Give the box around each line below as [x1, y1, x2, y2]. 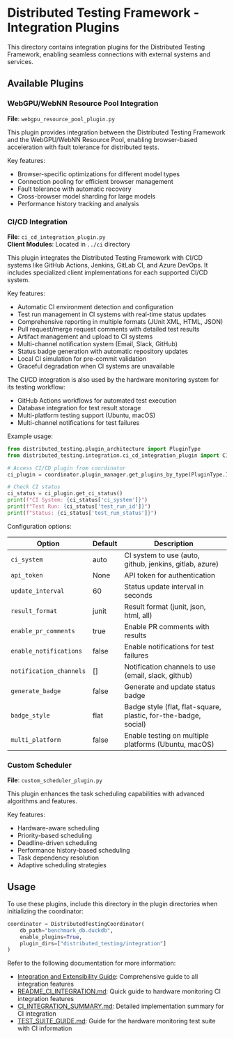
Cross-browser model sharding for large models [17, 192, 156, 200]
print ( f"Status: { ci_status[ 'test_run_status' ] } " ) [7, 509, 157, 516]
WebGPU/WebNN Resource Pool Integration [7, 99, 159, 109]
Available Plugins [7, 78, 84, 90]
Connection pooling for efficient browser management [17, 177, 173, 185]
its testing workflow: [7, 382, 65, 391]
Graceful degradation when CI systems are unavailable [17, 362, 175, 370]
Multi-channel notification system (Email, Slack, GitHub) [17, 339, 178, 348]
